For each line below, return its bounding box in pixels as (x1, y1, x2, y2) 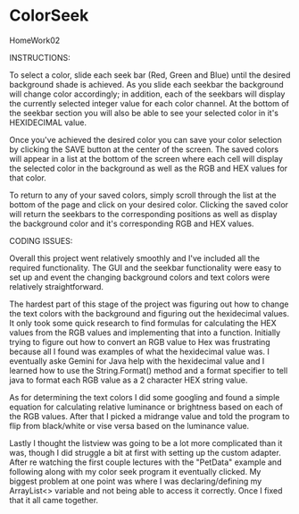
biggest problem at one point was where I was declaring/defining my (9, 476, 262, 486)
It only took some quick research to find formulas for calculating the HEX (9, 317, 277, 328)
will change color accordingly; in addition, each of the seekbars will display (9, 88, 286, 99)
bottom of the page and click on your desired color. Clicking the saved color (9, 198, 288, 210)
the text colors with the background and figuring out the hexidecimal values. (9, 308, 290, 318)
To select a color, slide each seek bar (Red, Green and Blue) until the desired (9, 69, 291, 80)
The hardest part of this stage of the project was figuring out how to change (9, 299, 289, 309)
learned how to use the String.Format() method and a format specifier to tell (9, 365, 288, 375)
